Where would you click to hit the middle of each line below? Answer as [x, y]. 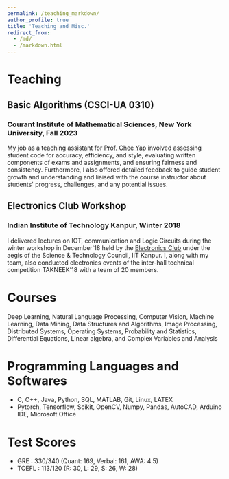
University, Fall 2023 [43, 133]
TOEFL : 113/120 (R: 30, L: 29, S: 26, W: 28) [77, 469]
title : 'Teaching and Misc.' [49, 26]
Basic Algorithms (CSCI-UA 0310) [81, 105]
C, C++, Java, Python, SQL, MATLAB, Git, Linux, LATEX [95, 400]
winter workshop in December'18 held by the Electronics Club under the [109, 247]
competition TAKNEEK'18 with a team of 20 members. [83, 269]
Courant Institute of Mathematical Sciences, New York [99, 124]
